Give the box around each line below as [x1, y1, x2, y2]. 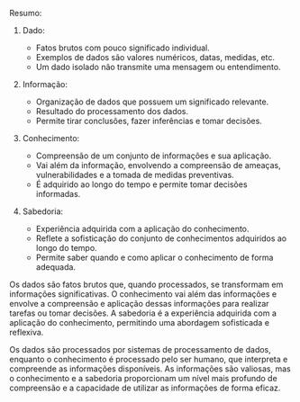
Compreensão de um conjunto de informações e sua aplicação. [35, 150, 272, 161]
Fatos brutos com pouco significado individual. [35, 42, 210, 53]
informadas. [35, 189, 81, 199]
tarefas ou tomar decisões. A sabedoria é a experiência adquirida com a [9, 308, 277, 318]
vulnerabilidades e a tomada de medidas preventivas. [35, 170, 234, 180]
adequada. [35, 262, 77, 272]
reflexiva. [9, 327, 44, 337]
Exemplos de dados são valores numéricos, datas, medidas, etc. [35, 52, 276, 62]
